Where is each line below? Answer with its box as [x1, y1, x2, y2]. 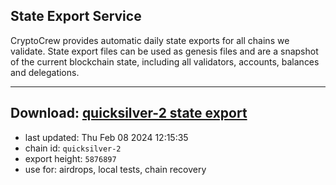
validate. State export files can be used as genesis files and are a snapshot [10, 45, 319, 57]
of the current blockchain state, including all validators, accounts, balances [10, 55, 320, 68]
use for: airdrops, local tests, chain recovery [24, 163, 207, 175]
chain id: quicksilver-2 [24, 142, 122, 154]
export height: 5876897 [24, 152, 117, 164]
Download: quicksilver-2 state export [10, 105, 248, 122]
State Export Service [10, 8, 142, 25]
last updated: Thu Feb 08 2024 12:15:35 [24, 131, 189, 143]
